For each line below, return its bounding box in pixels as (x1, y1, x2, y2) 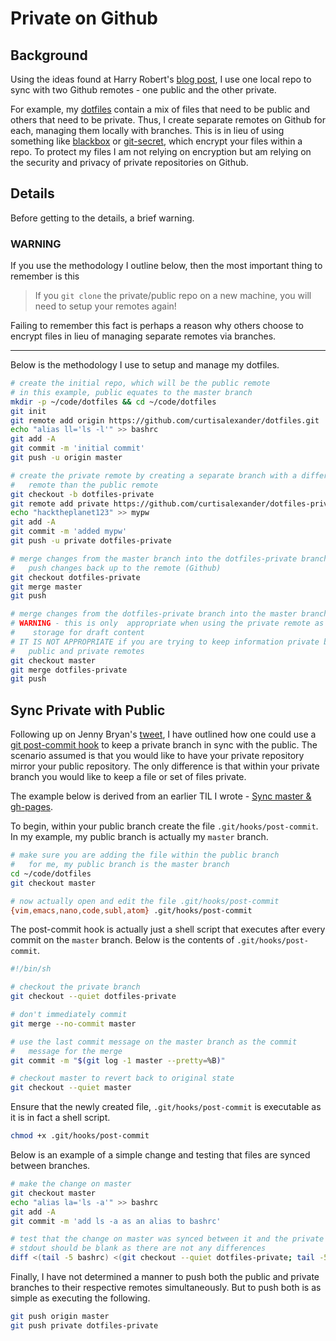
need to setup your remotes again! (34, 300, 177, 312)
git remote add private (10, 498, 110, 509)
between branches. (10, 1160, 91, 1172)
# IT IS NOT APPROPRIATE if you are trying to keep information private (10, 637, 320, 647)
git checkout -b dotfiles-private (10, 489, 155, 499)
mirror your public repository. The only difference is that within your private (10, 760, 320, 772)
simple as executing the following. (10, 1292, 151, 1304)
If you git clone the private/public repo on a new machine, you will (34, 290, 312, 302)
